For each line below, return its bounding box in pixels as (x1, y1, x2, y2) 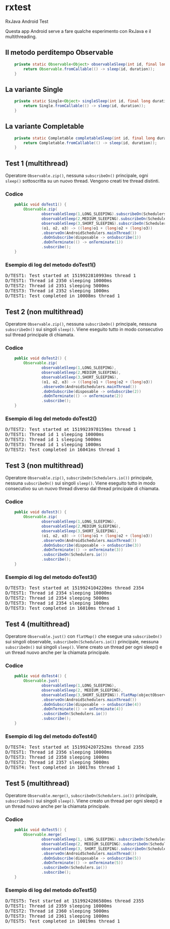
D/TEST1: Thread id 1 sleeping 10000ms (5, 432, 104, 437)
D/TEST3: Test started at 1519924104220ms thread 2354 (5, 585, 144, 591)
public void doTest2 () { (14, 356, 67, 361)
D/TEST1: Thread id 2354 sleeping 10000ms (5, 590, 112, 596)
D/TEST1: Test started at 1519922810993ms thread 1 (5, 273, 137, 279)
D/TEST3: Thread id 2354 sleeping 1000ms (5, 600, 110, 606)
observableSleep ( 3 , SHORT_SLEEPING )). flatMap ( (41, 692, 139, 698)
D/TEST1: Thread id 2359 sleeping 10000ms (5, 903, 112, 909)
